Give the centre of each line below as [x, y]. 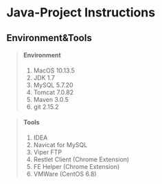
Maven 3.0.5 [51, 99]
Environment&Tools [49, 38]
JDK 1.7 [44, 77]
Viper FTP [48, 152]
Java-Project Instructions [81, 13]
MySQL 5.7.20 [53, 85]
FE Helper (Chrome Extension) [77, 166]
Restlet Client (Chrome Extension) [81, 159]
